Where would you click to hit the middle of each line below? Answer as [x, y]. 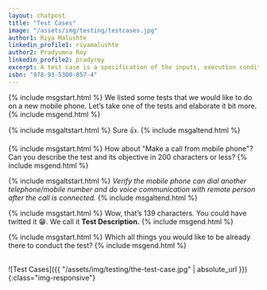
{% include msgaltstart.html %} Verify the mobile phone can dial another [128, 180]
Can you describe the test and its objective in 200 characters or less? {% [128, 157]
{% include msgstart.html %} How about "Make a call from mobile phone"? [131, 149]
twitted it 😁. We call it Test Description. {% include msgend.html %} [121, 221]
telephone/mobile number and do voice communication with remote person [132, 189]
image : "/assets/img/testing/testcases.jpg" [83, 30]
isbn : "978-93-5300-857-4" [53, 75]
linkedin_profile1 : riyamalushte [64, 45]
